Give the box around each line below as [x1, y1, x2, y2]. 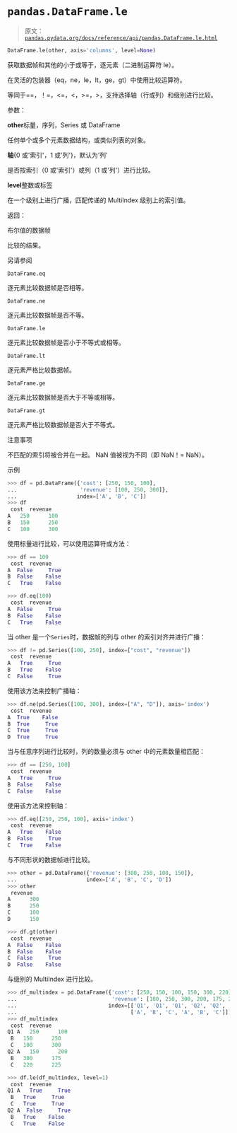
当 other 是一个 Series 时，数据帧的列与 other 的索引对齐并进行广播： [7, 632, 207, 641]
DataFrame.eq [7, 270, 46, 277]
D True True [7, 733, 59, 740]
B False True [7, 835, 61, 842]
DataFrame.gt [7, 407, 46, 414]
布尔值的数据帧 [7, 226, 51, 234]
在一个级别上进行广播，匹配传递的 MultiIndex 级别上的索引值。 [7, 196, 190, 204]
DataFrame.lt [7, 352, 46, 359]
